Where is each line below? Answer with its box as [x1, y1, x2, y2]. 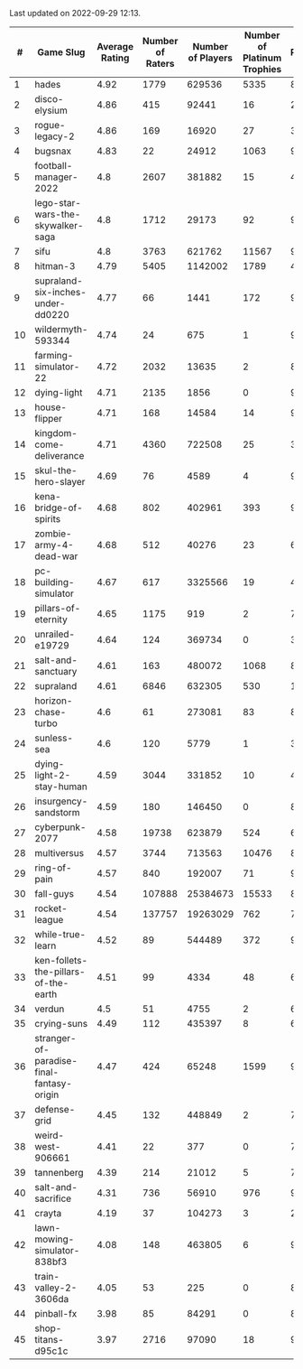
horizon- [34, 694, 73, 707]
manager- [34, 171, 78, 183]
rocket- [34, 902, 68, 915]
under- [34, 297, 66, 310]
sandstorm [34, 806, 80, 818]
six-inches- [34, 286, 87, 298]
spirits [34, 513, 61, 525]
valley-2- [34, 1281, 78, 1294]
